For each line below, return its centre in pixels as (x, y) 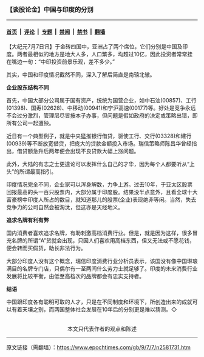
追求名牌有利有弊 (28, 220)
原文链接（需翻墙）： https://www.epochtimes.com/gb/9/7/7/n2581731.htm (99, 347)
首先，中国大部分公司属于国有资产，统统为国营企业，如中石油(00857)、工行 (101, 100)
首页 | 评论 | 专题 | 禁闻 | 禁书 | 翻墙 (56, 32)
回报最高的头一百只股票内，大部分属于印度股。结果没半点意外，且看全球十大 (102, 192)
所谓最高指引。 (38, 172)
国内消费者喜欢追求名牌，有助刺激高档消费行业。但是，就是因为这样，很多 (99, 233)
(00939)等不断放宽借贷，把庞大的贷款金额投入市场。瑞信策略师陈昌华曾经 (99, 143)
